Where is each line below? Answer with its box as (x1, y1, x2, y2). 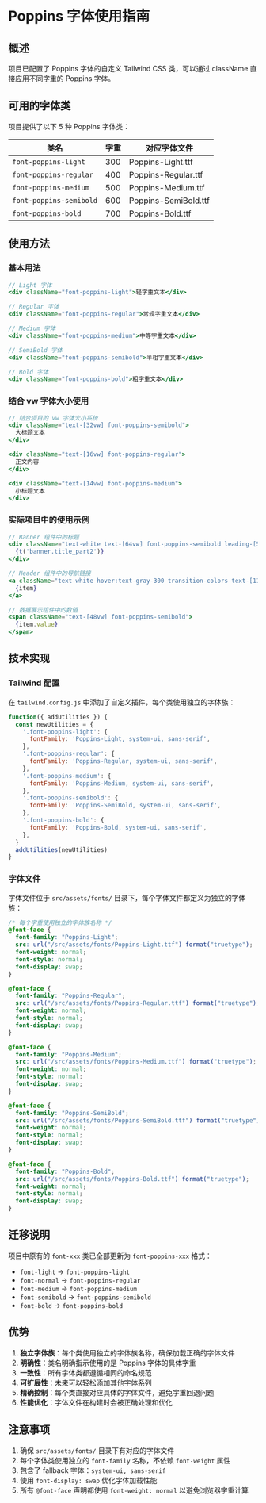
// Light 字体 (8, 281, 53, 289)
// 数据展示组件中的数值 (8, 606, 78, 614)
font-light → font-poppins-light (19, 1267, 131, 1276)
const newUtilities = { (15, 720, 93, 728)
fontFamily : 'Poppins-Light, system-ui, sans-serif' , (28, 735, 211, 743)
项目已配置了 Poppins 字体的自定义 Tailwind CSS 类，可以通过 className (8, 64, 249, 73)
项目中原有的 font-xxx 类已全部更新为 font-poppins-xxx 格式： (8, 1251, 212, 1260)
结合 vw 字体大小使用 (8, 396, 89, 407)
